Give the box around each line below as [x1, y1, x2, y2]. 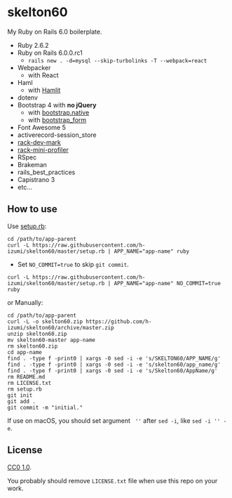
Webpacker [17, 63, 51, 72]
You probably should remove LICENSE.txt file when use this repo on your [7, 476, 218, 485]
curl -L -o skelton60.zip [7, 317, 83, 325]
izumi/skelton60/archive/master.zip [7, 324, 114, 331]
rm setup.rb [7, 386, 42, 393]
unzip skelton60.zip [7, 330, 68, 337]
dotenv [17, 93, 39, 102]
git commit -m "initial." [7, 404, 83, 411]
